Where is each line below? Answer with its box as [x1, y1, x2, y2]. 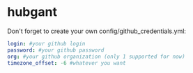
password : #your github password [7, 46, 105, 54]
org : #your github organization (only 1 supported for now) [7, 53, 186, 60]
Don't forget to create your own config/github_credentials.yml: [7, 27, 187, 35]
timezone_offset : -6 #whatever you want [7, 59, 127, 66]
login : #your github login [7, 40, 86, 47]
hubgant [7, 4, 58, 20]
